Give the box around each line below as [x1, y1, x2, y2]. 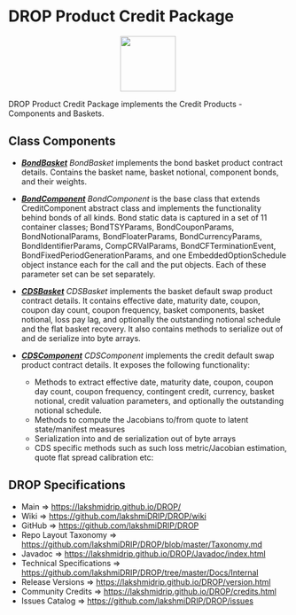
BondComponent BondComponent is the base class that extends [20, 193, 261, 204]
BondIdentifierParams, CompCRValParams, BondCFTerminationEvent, [20, 240, 277, 251]
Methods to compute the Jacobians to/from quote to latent [34, 414, 249, 424]
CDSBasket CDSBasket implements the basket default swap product [20, 285, 273, 296]
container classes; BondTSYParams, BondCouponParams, [20, 222, 235, 232]
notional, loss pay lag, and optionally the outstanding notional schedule [20, 314, 281, 324]
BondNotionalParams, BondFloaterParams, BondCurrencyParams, [20, 230, 262, 241]
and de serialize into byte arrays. [20, 332, 141, 343]
